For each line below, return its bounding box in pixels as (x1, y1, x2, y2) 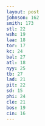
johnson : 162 (6, 15, 40, 21)
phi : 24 (6, 93, 26, 99)
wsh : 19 (6, 31, 26, 38)
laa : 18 (6, 37, 26, 43)
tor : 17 (6, 43, 26, 49)
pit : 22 (6, 82, 26, 88)
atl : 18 (6, 59, 26, 65)
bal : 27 (6, 54, 26, 60)
